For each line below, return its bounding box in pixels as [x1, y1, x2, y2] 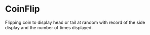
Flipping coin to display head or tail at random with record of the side [5, 19, 146, 25]
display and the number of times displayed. [5, 24, 93, 30]
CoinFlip [5, 3, 40, 15]
